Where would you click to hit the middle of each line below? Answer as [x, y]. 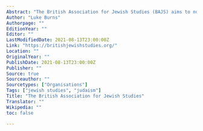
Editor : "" [20, 34]
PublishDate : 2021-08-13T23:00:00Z [51, 62]
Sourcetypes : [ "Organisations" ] [47, 85]
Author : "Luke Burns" [34, 18]
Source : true [23, 74]
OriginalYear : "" [28, 57]
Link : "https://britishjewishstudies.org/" [62, 46]
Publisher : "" [24, 68]
